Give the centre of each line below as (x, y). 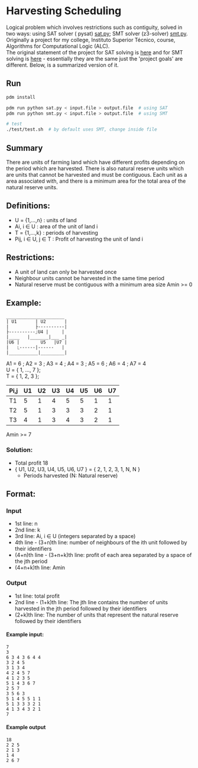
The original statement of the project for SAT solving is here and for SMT (95, 52)
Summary (25, 148)
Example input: (25, 634)
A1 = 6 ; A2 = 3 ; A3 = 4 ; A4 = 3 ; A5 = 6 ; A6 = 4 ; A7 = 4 (76, 364)
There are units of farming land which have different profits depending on (95, 162)
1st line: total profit (37, 596)
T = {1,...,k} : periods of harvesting (56, 232)
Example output (26, 727)
